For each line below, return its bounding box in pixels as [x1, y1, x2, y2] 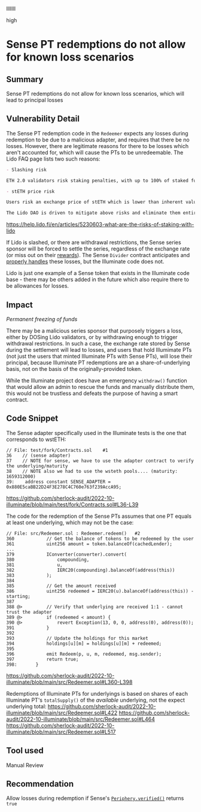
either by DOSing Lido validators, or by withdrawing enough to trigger [6, 334, 178, 340]
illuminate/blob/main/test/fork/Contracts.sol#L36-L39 [6, 500, 139, 508]
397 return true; [6, 656, 79, 662]
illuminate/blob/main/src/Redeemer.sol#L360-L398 [6, 678, 133, 686]
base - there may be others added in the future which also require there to [6, 276, 190, 283]
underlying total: [6, 702, 47, 710]
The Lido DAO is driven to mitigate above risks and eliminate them [6, 210, 181, 216]
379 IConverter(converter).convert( [6, 551, 127, 557]
